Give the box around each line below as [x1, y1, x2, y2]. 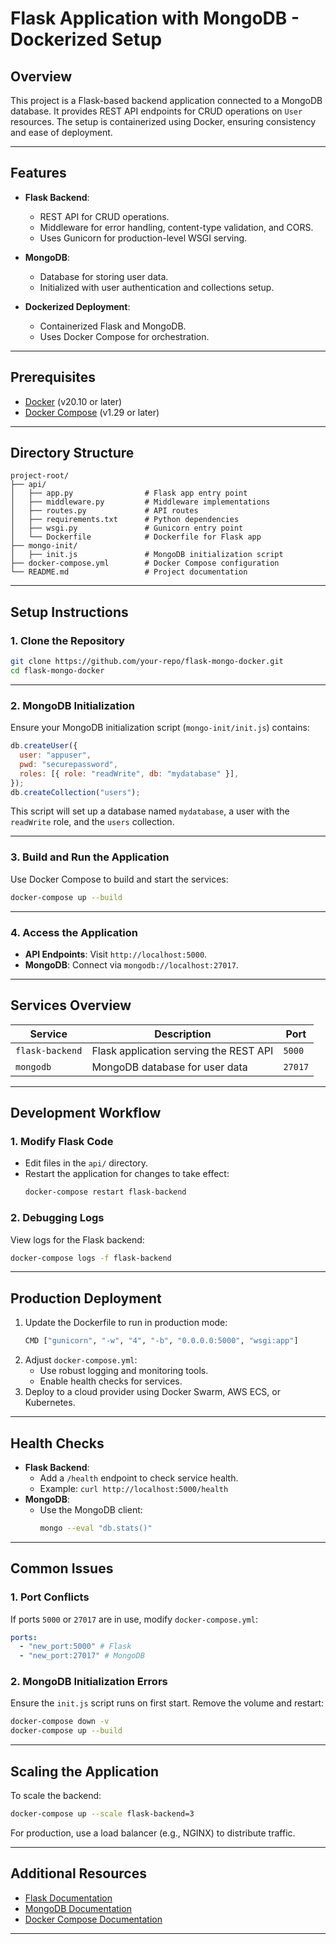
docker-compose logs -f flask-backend [10, 1253, 172, 1263]
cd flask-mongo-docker [10, 666, 105, 676]
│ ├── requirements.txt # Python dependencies [10, 515, 240, 525]
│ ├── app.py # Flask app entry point [10, 488, 248, 499]
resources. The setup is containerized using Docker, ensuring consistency [10, 116, 317, 127]
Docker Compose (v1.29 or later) [24, 406, 160, 418]
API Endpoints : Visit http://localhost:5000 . [24, 948, 208, 960]
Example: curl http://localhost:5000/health [39, 1482, 229, 1494]
